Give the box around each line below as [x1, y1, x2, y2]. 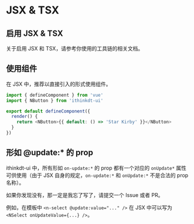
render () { [11, 114, 38, 120]
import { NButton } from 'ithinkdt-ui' [6, 97, 104, 103]
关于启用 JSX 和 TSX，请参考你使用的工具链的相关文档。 [6, 45, 144, 52]
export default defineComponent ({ [6, 108, 91, 114]
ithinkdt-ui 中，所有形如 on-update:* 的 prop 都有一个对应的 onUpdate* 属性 [6, 164, 186, 171]
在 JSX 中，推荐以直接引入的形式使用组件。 [6, 80, 111, 87]
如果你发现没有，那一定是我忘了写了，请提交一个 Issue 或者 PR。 [6, 191, 164, 198]
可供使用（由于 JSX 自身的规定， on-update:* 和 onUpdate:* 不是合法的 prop [6, 171, 189, 179]
